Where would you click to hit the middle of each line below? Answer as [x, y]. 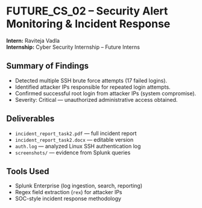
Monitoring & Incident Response [88, 24]
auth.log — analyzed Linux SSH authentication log [78, 146]
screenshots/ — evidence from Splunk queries [73, 153]
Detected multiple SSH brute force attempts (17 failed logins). [91, 80]
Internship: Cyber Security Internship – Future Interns [73, 47]
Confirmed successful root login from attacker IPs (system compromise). [106, 93]
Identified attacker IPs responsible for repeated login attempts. [93, 87]
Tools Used [28, 171]
